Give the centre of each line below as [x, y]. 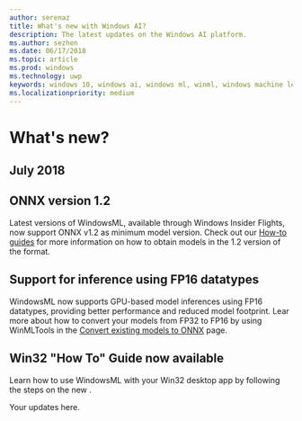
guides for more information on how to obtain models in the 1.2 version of [145, 242]
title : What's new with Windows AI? [78, 26]
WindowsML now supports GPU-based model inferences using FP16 [136, 301]
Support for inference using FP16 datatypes [134, 280]
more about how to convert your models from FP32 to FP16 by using [136, 320]
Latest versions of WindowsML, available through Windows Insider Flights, [147, 222]
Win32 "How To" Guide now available [117, 358]
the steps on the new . [51, 390]
